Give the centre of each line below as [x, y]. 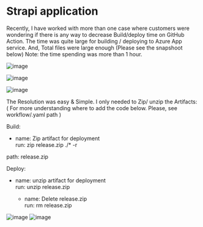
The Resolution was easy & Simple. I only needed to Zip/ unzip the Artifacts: [102, 102]
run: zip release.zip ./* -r [46, 144]
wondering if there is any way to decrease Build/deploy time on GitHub [95, 34]
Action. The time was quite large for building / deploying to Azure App [94, 41]
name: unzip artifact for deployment [60, 180]
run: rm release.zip [48, 205]
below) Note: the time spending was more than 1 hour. [74, 54]
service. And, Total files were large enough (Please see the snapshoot [94, 48]
